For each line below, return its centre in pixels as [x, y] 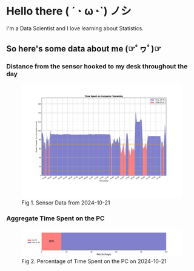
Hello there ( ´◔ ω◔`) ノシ [69, 11]
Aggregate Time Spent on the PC [55, 218]
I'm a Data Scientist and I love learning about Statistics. [75, 28]
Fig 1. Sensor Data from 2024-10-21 [66, 203]
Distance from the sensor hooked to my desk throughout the [97, 67]
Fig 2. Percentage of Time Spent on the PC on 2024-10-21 [94, 261]
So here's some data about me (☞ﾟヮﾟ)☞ [84, 49]
